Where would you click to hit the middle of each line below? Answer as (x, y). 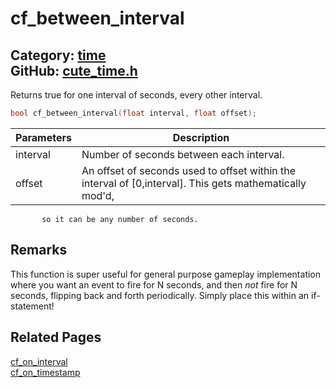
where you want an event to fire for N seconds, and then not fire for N (154, 284)
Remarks (39, 250)
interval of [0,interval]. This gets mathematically (194, 183)
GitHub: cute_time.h (74, 70)
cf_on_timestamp (45, 372)
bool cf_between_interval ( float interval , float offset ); (133, 113)
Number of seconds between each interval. (183, 154)
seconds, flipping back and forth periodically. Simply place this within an (160, 295)
